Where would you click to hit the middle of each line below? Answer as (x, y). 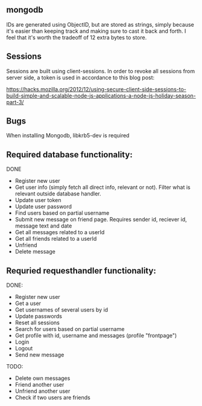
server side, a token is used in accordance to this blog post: (80, 77)
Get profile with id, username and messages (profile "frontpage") (96, 336)
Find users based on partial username (62, 213)
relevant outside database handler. (58, 194)
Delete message (35, 252)
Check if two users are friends (52, 398)
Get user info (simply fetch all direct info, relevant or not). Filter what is (103, 188)
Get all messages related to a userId (60, 232)
